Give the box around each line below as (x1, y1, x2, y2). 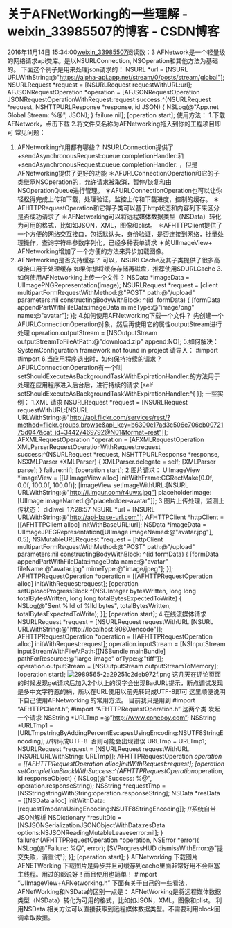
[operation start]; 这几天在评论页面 (17, 670, 222, 678)
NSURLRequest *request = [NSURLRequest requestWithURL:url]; (7, 81, 193, 89)
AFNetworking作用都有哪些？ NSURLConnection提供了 (17, 143, 175, 151)
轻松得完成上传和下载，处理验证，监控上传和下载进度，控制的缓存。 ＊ (17, 195, 220, 203)
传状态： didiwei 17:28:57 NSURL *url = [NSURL (17, 505, 155, 514)
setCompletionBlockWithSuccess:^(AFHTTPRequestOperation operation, (17, 766, 224, 775)
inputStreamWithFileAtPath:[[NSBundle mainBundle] (17, 647, 166, 655)
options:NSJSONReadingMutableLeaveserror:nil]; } (17, 828, 163, 836)
